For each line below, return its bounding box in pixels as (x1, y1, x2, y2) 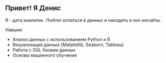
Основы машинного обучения (12, 52, 77, 58)
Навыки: (5, 27, 24, 33)
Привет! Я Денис (5, 4, 61, 12)
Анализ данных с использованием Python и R (12, 36, 110, 42)
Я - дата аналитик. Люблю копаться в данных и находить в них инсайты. (5, 17, 161, 23)
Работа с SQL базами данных (12, 47, 76, 53)
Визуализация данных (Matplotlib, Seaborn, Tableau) (12, 42, 124, 48)
